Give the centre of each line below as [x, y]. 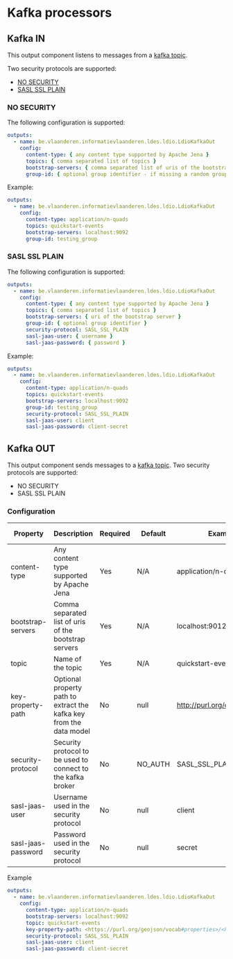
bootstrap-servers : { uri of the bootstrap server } [103, 317]
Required [115, 534]
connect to [71, 769]
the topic [68, 668]
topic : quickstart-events [63, 923]
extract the [71, 705]
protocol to [71, 751]
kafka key [69, 714]
